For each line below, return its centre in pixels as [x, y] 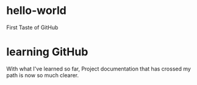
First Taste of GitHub [32, 27]
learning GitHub [47, 52]
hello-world [37, 11]
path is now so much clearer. [43, 75]
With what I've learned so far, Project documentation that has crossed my [99, 69]
